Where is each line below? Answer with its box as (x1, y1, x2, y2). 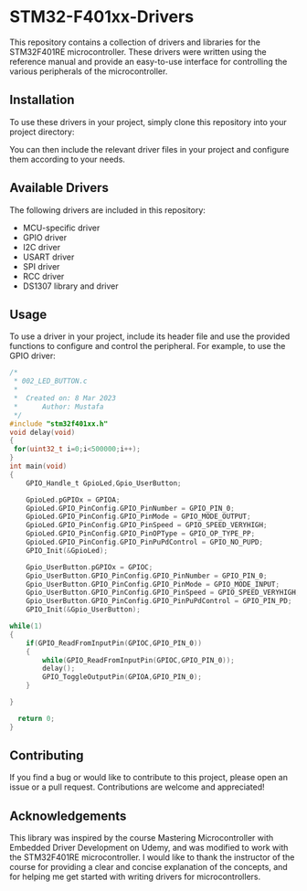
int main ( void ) (9, 461, 68, 471)
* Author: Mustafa (13, 402, 104, 411)
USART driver (22, 251, 75, 262)
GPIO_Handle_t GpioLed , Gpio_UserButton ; (26, 478, 182, 488)
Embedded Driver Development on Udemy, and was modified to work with (9, 843, 289, 854)
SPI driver (22, 260, 60, 271)
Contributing (9, 748, 84, 764)
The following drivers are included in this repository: (9, 204, 206, 216)
